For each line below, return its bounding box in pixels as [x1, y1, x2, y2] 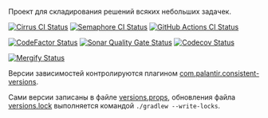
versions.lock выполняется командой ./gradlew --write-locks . [8, 101, 221, 110]
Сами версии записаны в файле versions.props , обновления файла [8, 92, 236, 102]
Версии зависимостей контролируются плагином [8, 69, 178, 78]
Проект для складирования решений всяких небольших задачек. [8, 7, 231, 16]
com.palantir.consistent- [179, 69, 260, 78]
